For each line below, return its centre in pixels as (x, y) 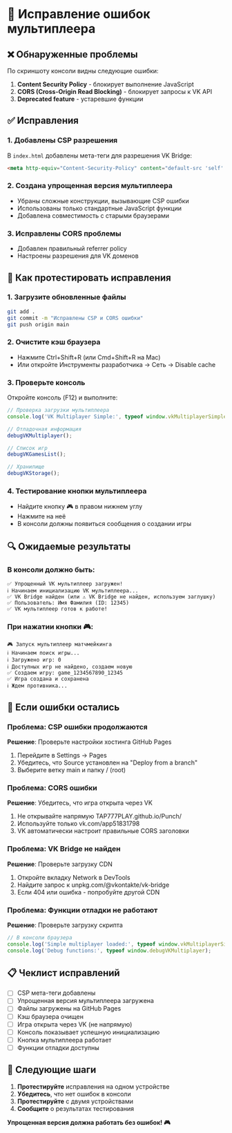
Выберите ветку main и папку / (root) (71, 770)
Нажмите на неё (41, 516)
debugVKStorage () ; (33, 474)
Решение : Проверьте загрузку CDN (60, 864)
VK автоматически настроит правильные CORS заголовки (103, 831)
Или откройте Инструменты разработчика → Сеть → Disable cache (116, 364)
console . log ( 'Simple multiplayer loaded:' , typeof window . (94, 944)
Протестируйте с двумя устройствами (75, 1101)
